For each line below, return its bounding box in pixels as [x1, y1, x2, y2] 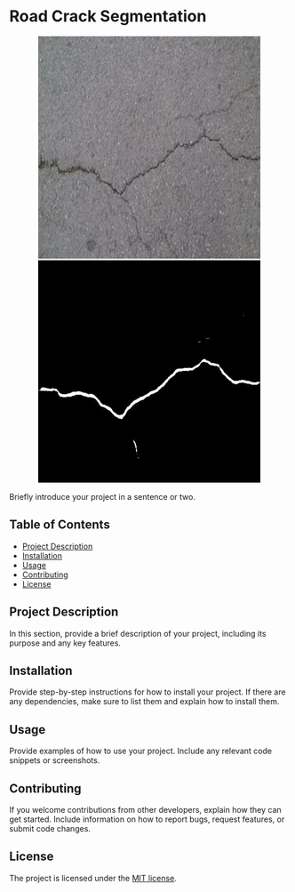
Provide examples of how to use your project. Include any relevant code [9, 745, 273, 757]
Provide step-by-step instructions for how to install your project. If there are [9, 687, 286, 697]
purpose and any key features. [9, 638, 122, 648]
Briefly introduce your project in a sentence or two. [9, 491, 195, 502]
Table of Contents [9, 518, 111, 533]
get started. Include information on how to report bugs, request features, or [9, 814, 285, 824]
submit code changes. [9, 824, 92, 833]
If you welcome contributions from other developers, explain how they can [9, 805, 282, 815]
